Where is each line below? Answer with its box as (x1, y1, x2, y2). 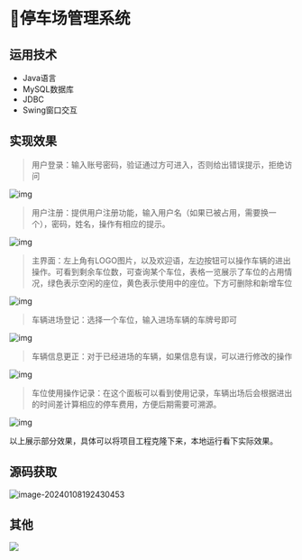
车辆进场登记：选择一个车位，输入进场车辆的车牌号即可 (31, 314, 237, 325)
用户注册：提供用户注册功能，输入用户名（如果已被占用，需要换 (31, 207, 269, 217)
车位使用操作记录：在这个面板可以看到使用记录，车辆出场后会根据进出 (31, 387, 293, 398)
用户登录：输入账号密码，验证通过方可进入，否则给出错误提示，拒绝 (31, 159, 285, 170)
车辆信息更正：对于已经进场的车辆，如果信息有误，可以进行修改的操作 (31, 351, 293, 362)
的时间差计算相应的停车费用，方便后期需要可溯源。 (31, 399, 222, 409)
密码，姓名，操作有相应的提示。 (50, 218, 170, 229)
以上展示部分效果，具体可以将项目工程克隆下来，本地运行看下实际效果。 (9, 435, 278, 446)
